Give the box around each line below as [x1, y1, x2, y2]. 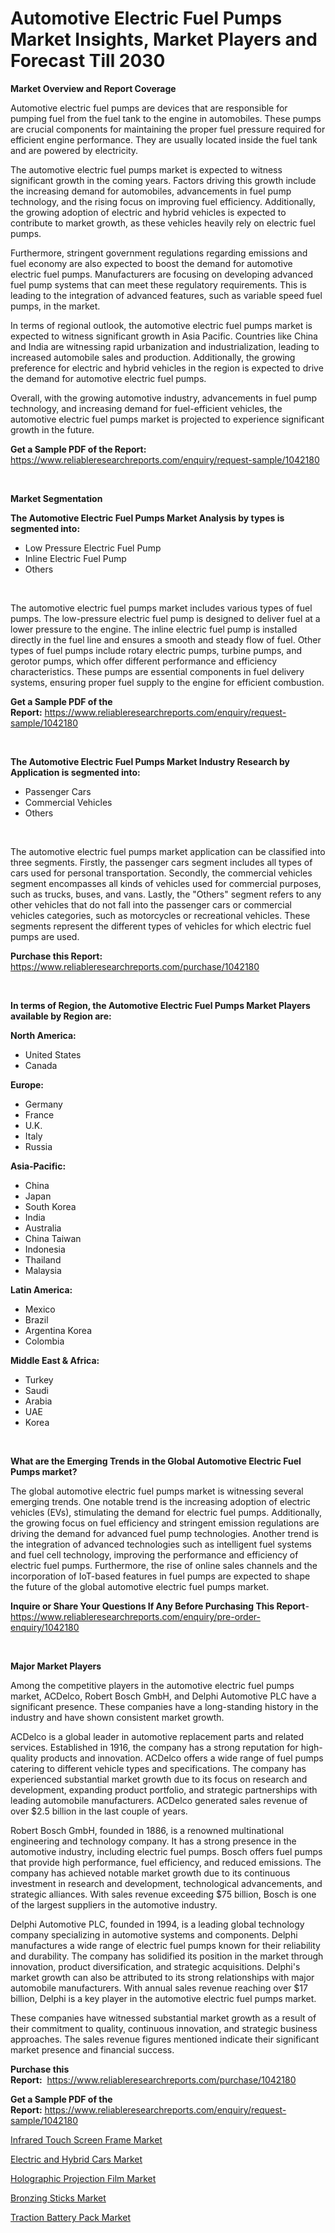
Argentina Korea [24, 1324, 92, 1336]
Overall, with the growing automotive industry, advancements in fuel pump [10, 392, 318, 404]
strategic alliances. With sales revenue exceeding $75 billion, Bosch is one [10, 1888, 317, 1900]
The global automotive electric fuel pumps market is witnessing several [10, 1485, 304, 1497]
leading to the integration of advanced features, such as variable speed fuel [10, 289, 323, 301]
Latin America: [10, 1283, 73, 1296]
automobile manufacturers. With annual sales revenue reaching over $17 [10, 1982, 308, 1994]
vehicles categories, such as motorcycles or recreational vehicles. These [10, 909, 311, 921]
